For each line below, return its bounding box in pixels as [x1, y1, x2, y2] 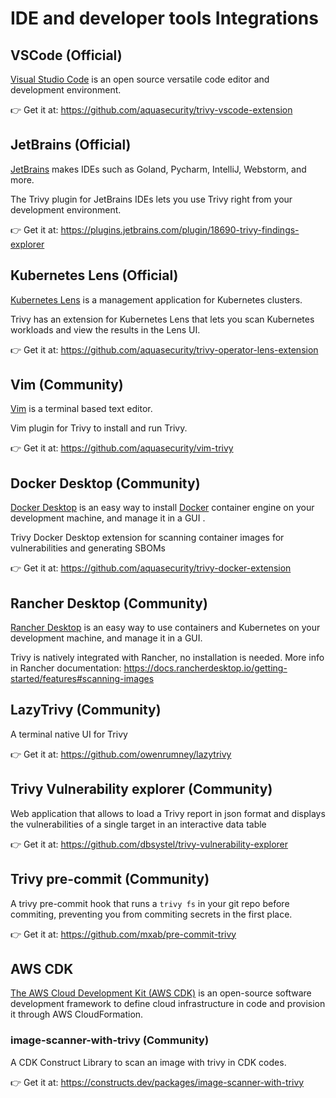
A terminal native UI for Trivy [10, 728, 128, 740]
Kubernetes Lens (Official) [10, 267, 179, 284]
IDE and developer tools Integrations [10, 7, 319, 30]
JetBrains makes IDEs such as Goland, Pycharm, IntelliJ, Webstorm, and [10, 163, 307, 175]
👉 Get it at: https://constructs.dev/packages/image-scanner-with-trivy [10, 1076, 305, 1088]
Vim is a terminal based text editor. [10, 403, 153, 415]
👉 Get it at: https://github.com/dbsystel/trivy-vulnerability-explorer [10, 838, 289, 850]
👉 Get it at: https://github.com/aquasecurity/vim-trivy [10, 442, 234, 454]
